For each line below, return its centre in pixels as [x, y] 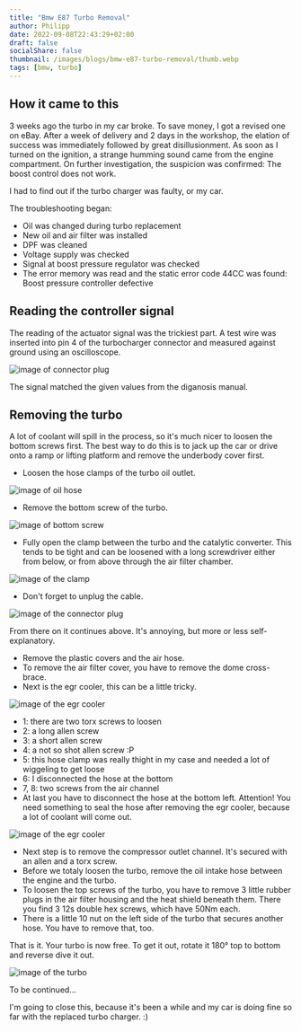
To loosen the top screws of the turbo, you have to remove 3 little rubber [157, 890]
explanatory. [32, 641]
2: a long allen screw [61, 731]
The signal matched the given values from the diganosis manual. [129, 386]
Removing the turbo [66, 414]
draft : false [34, 43]
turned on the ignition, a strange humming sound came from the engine [142, 154]
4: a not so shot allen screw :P [78, 750]
